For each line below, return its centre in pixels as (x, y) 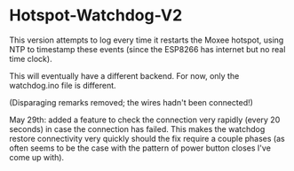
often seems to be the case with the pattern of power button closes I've (140, 148)
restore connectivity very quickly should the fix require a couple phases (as (147, 138)
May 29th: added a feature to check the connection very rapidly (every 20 (145, 120)
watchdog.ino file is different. (63, 85)
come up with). (37, 157)
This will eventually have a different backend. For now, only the (124, 75)
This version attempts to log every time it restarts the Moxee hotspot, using (147, 40)
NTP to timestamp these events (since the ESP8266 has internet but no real (147, 49)
